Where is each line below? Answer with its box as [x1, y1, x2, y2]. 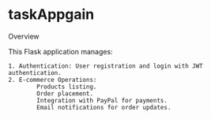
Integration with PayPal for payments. [36, 96, 168, 104]
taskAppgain [8, 6, 95, 24]
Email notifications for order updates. [36, 103, 171, 111]
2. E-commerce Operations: [8, 76, 97, 84]
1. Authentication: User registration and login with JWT [8, 61, 203, 70]
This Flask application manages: [8, 46, 113, 56]
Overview [8, 32, 40, 41]
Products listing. [36, 83, 97, 91]
